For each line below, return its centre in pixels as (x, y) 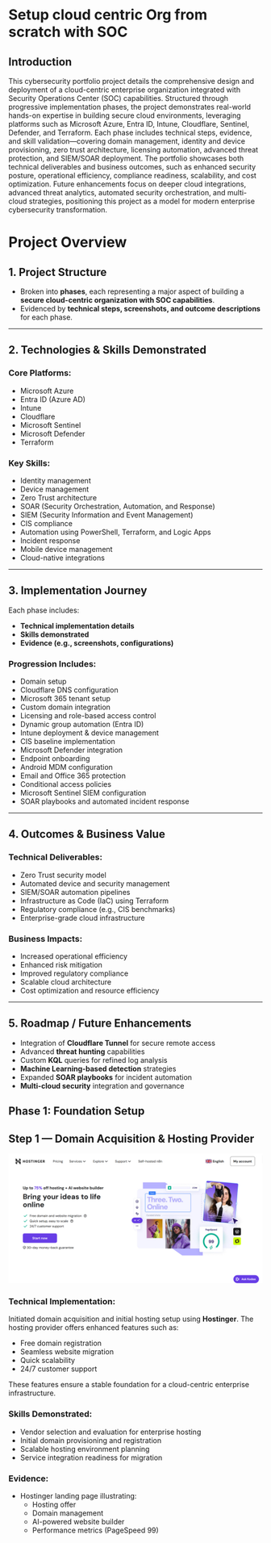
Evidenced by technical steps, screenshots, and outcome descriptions (140, 309)
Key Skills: (29, 463)
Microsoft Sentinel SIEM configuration (83, 793)
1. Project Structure (58, 272)
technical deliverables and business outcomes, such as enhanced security (132, 167)
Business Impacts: (46, 939)
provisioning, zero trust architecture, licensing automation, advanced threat (133, 150)
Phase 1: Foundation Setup (77, 1111)
